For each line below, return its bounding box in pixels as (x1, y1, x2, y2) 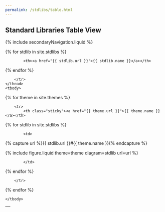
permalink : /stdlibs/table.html (5, 7, 73, 13)
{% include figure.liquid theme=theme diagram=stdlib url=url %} (5, 150, 138, 156)
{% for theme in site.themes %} (5, 95, 70, 101)
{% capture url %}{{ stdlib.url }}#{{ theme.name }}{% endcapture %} (5, 140, 148, 146)
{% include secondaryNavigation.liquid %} (5, 39, 93, 45)
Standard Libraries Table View (5, 26, 101, 35)
